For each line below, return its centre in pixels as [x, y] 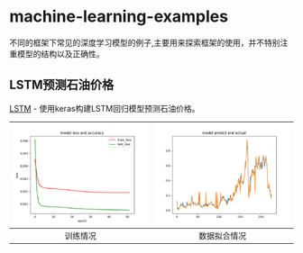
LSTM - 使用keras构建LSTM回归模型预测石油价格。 [105, 108]
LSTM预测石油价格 [62, 85]
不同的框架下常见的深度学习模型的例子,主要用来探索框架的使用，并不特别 [145, 42]
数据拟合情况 [222, 235]
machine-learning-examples [119, 17]
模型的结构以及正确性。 [60, 54]
